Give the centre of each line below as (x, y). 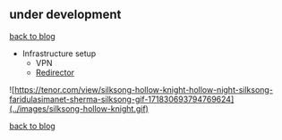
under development (65, 15)
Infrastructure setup (59, 54)
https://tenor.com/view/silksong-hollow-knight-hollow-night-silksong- (144, 89)
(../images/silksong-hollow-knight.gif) (79, 108)
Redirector (55, 72)
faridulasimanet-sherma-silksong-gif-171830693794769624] (122, 99)
